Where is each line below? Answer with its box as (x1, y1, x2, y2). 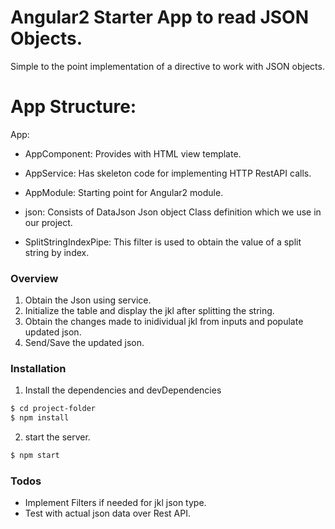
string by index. (24, 246, 90, 258)
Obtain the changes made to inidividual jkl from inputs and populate (24, 316, 304, 328)
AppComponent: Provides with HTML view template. (24, 147, 242, 160)
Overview (10, 271, 59, 285)
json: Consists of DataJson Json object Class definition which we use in (24, 206, 322, 218)
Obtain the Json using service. (24, 294, 152, 306)
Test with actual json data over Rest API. (24, 507, 191, 520)
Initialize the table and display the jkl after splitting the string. (24, 305, 275, 317)
